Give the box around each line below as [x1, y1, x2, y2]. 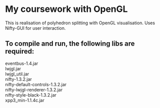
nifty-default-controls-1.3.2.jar [5, 81, 67, 87]
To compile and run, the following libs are [5, 40, 135, 48]
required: [5, 47, 35, 55]
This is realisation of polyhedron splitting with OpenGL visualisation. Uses [5, 20, 155, 26]
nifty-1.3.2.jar [5, 76, 32, 82]
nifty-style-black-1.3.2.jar [5, 92, 57, 98]
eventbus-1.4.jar [5, 60, 39, 66]
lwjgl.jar [5, 65, 21, 71]
